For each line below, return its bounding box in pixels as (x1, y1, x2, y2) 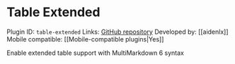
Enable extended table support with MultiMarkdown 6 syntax (6, 49, 185, 57)
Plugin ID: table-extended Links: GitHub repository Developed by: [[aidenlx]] (6, 27, 229, 36)
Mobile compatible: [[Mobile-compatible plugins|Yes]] (6, 34, 164, 43)
